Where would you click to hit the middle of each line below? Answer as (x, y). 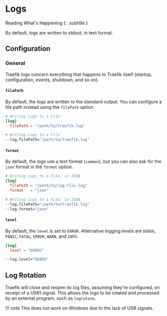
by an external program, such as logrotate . (51, 298)
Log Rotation (26, 275)
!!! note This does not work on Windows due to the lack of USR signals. (79, 308)
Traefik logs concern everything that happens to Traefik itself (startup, (79, 74)
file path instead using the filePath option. (50, 107)
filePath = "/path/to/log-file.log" (48, 186)
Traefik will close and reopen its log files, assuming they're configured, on (82, 288)
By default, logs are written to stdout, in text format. (59, 33)
